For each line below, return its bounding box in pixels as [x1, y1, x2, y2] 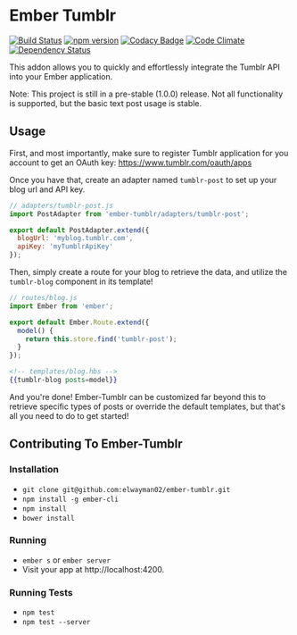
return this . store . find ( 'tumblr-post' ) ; [25, 334, 177, 344]
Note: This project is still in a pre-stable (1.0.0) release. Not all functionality [9, 88, 284, 99]
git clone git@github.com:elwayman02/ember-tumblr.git [21, 485, 231, 494]
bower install [21, 514, 75, 522]
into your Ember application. [9, 71, 113, 81]
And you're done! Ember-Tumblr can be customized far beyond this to [9, 391, 266, 402]
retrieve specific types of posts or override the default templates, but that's [9, 401, 285, 412]
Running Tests [9, 586, 73, 598]
